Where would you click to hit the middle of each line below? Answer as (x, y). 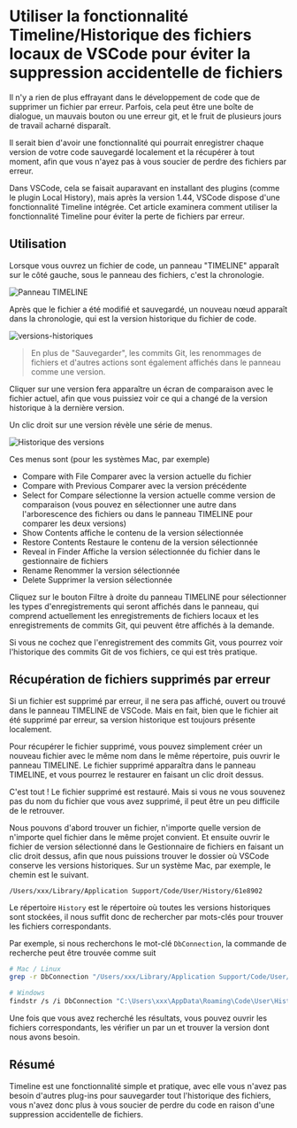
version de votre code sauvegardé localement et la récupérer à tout (132, 151)
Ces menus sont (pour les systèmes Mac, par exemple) (110, 459)
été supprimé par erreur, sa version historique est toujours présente (133, 720)
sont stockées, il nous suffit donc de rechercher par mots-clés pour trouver (146, 916)
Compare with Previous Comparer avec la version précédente (134, 485)
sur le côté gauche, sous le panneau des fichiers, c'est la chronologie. (137, 274)
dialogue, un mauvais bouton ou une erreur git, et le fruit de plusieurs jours (145, 116)
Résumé (32, 1065)
